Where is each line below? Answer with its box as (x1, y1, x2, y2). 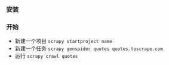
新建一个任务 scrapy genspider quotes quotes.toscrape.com (14, 45, 163, 52)
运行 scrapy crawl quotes (14, 52, 78, 60)
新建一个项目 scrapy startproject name (14, 38, 112, 45)
